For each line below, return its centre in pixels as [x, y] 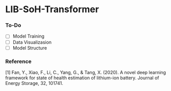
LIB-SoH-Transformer [52, 9]
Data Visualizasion [32, 42]
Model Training [29, 36]
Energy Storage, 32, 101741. [34, 83]
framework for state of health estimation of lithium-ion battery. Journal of [82, 78]
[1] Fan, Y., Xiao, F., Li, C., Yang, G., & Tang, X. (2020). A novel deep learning [86, 72]
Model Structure [30, 48]
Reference [18, 61]
